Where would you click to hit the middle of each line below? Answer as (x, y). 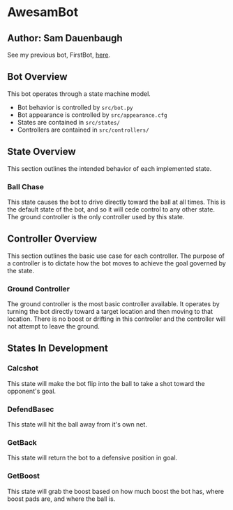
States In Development (58, 349)
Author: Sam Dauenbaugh (65, 38)
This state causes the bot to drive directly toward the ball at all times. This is (116, 202)
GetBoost (24, 476)
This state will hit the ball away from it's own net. (77, 425)
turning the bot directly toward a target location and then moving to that (110, 312)
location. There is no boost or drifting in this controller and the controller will (116, 319)
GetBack (22, 442)
